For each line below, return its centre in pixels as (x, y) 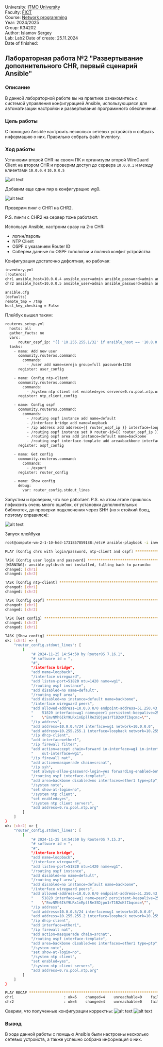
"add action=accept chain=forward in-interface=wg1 (84, 749)
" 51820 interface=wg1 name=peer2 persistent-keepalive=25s (96, 898)
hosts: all (20, 329)
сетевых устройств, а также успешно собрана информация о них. (73, 1039)
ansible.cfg (17, 292)
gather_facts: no (27, 333)
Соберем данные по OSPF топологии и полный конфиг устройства (81, 252)
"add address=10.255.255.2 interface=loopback (79, 916)
